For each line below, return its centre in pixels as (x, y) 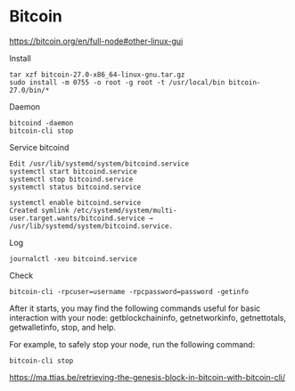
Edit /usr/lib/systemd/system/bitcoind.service (99, 163)
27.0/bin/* (29, 90)
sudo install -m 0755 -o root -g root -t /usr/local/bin (117, 82)
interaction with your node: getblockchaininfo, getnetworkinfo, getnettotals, (148, 317)
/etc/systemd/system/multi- (125, 210)
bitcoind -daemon (41, 123)
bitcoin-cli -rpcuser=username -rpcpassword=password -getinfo (129, 291)
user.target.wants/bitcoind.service (77, 218)
